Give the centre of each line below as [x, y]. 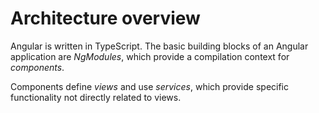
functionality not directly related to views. [96, 97]
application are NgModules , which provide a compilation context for [150, 56]
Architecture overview [105, 18]
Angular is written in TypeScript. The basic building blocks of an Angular [159, 46]
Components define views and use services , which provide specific [150, 86]
